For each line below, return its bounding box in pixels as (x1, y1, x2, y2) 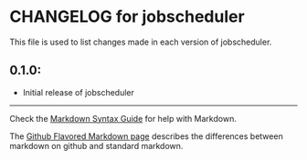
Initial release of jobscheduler (22, 86, 134, 97)
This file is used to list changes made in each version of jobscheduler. (9, 36, 272, 47)
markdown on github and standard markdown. (9, 140, 184, 151)
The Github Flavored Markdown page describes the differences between (9, 130, 283, 142)
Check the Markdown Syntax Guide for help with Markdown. (9, 113, 238, 124)
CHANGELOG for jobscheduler (9, 6, 245, 27)
